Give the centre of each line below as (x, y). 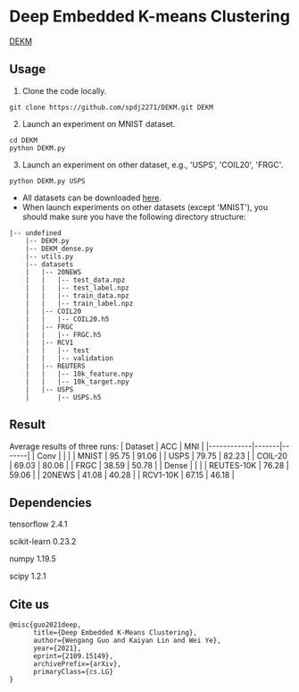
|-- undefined (36, 233)
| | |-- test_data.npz (75, 280)
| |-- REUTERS (56, 366)
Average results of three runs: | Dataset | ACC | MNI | (107, 446)
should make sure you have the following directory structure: (134, 216)
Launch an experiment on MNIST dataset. (99, 123)
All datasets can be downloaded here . (92, 198)
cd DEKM (24, 140)
